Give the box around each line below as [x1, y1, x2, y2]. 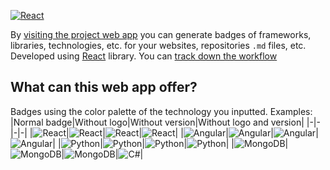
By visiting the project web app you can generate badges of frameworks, [10, 29, 312, 40]
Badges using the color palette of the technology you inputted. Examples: [10, 105, 313, 117]
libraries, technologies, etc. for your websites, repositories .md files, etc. [10, 40, 307, 51]
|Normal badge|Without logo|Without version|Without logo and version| [10, 116, 305, 128]
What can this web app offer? [10, 79, 198, 96]
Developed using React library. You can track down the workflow [10, 50, 278, 62]
